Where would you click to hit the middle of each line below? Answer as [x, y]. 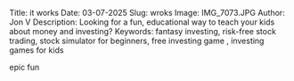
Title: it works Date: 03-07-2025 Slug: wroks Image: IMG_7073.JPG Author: [147, 13]
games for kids [37, 50]
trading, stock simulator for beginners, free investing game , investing [137, 40]
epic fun [24, 67]
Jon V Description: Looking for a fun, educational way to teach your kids [142, 22]
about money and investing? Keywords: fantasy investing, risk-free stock [143, 31]
